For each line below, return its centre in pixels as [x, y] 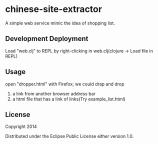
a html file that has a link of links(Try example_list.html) [69, 99]
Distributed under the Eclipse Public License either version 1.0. [69, 136]
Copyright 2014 [21, 126]
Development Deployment [47, 39]
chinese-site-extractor [54, 9]
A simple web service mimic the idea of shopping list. [60, 23]
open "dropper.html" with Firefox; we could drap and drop [65, 84]
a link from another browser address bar [54, 93]
